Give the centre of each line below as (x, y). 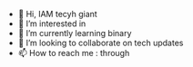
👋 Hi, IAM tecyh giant (57, 14)
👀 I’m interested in (52, 24)
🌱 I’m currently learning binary (75, 33)
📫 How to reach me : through (74, 53)
